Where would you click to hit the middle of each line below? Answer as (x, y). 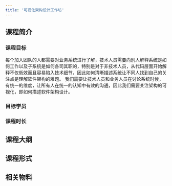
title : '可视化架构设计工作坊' (35, 10)
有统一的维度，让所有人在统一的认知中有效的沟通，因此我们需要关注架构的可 (86, 85)
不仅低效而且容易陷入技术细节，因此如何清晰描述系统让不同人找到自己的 (86, 73)
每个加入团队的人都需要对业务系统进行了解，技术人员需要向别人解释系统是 (84, 60)
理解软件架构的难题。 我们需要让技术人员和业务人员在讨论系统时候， (91, 79)
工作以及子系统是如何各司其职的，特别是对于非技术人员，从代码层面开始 (86, 66)
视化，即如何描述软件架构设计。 (39, 92)
